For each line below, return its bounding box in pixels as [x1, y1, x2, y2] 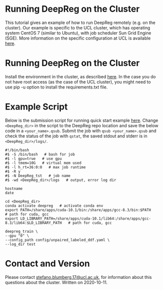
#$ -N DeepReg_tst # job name [5, 173, 71, 178]
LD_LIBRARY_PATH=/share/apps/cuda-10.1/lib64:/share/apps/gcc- [20, 216, 151, 221]
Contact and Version [5, 258, 90, 269]
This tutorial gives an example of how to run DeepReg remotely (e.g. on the [5, 20, 156, 25]
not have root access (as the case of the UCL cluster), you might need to [5, 79, 151, 85]
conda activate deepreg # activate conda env [5, 203, 104, 208]
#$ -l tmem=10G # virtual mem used [5, 160, 82, 165]
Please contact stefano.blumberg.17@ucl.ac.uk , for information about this [5, 274, 152, 280]
